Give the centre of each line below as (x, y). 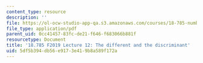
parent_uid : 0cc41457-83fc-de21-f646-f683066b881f (71, 34)
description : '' (27, 17)
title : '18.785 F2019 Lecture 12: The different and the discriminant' (98, 46)
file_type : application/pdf (42, 28)
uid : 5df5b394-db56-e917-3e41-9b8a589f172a (62, 51)
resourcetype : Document (36, 40)
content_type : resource (36, 12)
